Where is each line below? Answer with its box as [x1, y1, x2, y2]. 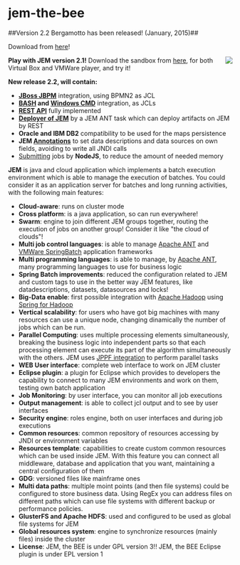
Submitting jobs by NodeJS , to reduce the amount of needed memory [18, 152, 224, 160]
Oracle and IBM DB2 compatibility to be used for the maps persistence [18, 129, 226, 137]
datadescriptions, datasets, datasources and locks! [18, 285, 169, 293]
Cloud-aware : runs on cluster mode [18, 201, 125, 211]
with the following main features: [8, 188, 104, 196]
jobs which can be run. [18, 322, 86, 332]
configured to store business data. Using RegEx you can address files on [18, 489, 232, 497]
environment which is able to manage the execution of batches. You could [8, 173, 226, 181]
